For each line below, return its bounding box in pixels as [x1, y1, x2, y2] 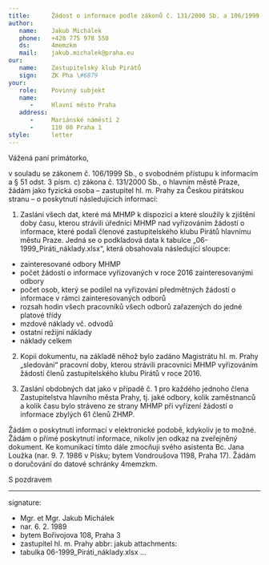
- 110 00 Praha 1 [29, 123, 102, 131]
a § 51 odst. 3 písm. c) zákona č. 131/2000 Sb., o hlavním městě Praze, [8, 177, 240, 187]
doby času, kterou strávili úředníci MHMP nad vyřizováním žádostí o [19, 218, 245, 228]
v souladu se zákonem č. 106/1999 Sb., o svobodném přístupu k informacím [8, 168, 259, 178]
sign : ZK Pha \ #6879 [18, 71, 98, 79]
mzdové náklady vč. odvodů [19, 318, 114, 329]
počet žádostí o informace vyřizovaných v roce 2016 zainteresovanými [19, 268, 254, 277]
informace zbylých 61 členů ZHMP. [19, 410, 135, 419]
